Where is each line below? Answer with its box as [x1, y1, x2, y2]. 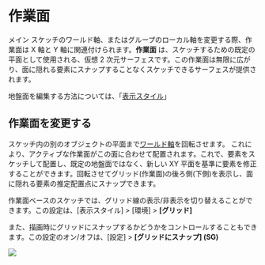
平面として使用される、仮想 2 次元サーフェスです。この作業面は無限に [8, 55, 237, 64]
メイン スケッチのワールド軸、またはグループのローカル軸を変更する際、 [8, 35, 246, 44]
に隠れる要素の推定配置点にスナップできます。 [8, 179, 161, 188]
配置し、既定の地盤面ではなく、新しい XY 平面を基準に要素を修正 [42, 159, 257, 168]
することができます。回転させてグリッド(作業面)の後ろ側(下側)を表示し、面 [8, 168, 254, 178]
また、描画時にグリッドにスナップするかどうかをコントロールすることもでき [8, 222, 258, 232]
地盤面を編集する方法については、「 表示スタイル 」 [8, 91, 172, 100]
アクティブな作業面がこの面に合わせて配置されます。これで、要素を [28, 149, 249, 158]
